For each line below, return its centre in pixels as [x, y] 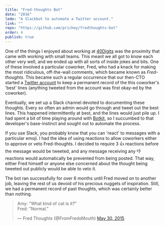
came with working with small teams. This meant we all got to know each [79, 56]
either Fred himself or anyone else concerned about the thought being [76, 163]
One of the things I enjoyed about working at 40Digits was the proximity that [82, 51]
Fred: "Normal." [33, 209]
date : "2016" [18, 14]
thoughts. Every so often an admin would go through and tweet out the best [82, 108]
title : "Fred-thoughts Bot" [34, 10]
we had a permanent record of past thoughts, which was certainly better [79, 189]
